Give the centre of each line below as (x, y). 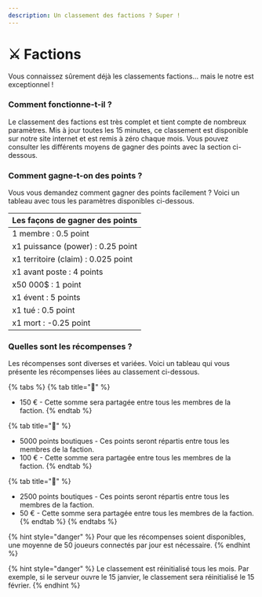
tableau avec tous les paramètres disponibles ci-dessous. (101, 201)
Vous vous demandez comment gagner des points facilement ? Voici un (124, 192)
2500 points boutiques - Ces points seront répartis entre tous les (124, 496)
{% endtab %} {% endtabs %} (68, 522)
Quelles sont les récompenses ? (70, 346)
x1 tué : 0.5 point (44, 310)
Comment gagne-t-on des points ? (75, 175)
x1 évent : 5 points (46, 298)
